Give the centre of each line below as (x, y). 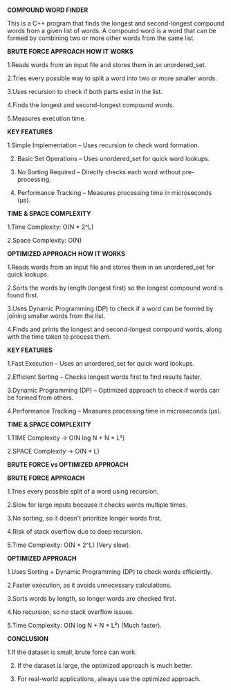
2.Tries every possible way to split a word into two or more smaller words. (112, 78)
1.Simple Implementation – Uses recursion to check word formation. (103, 145)
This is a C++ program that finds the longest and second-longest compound (116, 23)
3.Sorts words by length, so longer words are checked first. (92, 598)
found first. (23, 295)
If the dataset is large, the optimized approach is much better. (105, 665)
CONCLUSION (28, 638)
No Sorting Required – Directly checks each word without (99, 172)
